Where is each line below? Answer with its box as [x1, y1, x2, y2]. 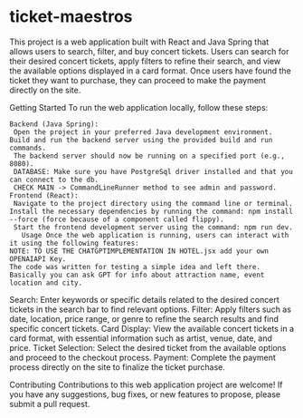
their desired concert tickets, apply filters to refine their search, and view [9, 55, 281, 66]
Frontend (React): [9, 190, 79, 200]
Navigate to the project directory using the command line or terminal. [13, 199, 294, 208]
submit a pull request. [9, 398, 90, 409]
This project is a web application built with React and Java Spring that [9, 36, 270, 47]
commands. [9, 143, 47, 152]
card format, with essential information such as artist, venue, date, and [9, 333, 273, 344]
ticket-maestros [9, 6, 133, 27]
